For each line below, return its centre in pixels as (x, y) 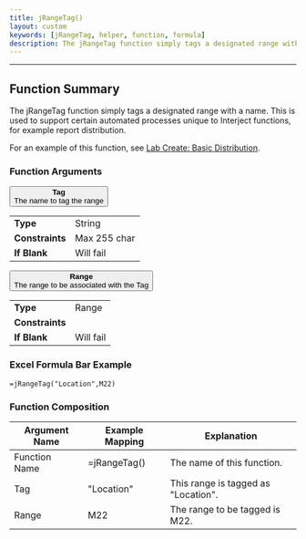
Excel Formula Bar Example (71, 365)
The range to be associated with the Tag (82, 285)
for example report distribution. (68, 130)
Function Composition (60, 407)
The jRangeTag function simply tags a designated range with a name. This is (153, 111)
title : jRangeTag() (46, 18)
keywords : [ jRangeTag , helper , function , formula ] (107, 35)
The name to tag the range (59, 201)
